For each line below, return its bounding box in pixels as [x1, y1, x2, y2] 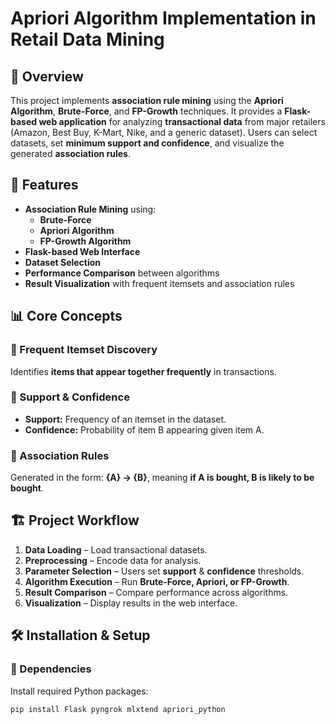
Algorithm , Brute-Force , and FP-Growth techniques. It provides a [10, 105, 283, 117]
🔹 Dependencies [10, 662, 92, 676]
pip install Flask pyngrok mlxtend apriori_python [10, 704, 226, 714]
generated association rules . [10, 148, 131, 159]
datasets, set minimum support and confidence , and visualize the [10, 137, 285, 149]
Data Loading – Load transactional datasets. [24, 543, 208, 556]
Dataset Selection [24, 256, 102, 268]
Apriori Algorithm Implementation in [10, 7, 317, 30]
